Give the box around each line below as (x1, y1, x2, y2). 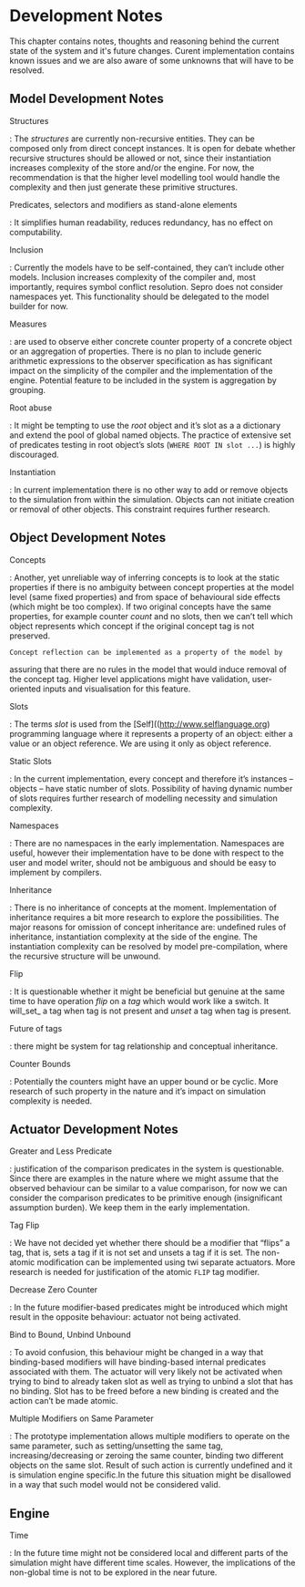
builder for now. (9, 300, 68, 311)
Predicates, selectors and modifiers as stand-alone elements (9, 199, 238, 210)
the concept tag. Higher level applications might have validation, (9, 673, 250, 684)
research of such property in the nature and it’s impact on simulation (9, 1085, 267, 1096)
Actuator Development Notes (9, 1121, 179, 1136)
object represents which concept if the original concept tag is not (9, 620, 255, 631)
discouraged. (9, 449, 59, 460)
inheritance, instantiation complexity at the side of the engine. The (9, 931, 258, 942)
